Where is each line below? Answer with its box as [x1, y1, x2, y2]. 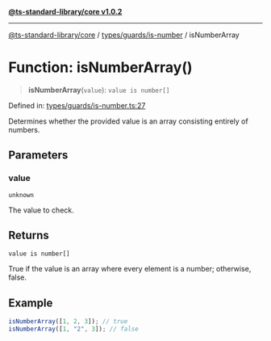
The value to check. [8, 205, 74, 215]
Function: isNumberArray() [8, 58, 193, 77]
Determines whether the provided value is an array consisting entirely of [8, 116, 248, 126]
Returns [8, 229, 50, 242]
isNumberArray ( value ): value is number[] [27, 85, 170, 95]
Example [8, 296, 53, 309]
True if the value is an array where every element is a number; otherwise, [8, 264, 252, 274]
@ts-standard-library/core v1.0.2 [8, 7, 123, 16]
